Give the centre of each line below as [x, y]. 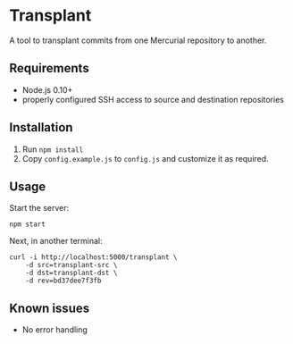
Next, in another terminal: [56, 241]
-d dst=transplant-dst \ [71, 273]
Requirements [49, 68]
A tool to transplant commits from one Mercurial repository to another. [138, 40]
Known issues [50, 308]
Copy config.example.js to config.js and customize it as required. [146, 158]
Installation [41, 127]
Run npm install [53, 149]
